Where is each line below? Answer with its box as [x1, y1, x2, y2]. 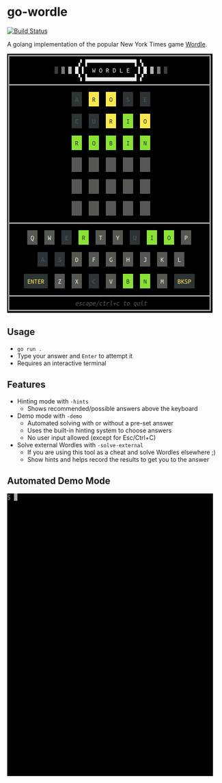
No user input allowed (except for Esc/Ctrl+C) [27, 433, 156, 442]
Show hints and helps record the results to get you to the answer [27, 455, 210, 463]
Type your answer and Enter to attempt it [16, 351, 133, 360]
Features [7, 379, 46, 390]
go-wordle [7, 4, 68, 20]
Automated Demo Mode [7, 475, 111, 486]
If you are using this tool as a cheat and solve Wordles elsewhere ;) [27, 448, 217, 456]
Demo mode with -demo [16, 412, 83, 420]
